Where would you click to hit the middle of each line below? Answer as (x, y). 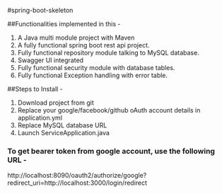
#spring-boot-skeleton (40, 10)
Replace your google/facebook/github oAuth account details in (109, 110)
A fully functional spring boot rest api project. (83, 45)
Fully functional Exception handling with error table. (93, 75)
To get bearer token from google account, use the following (111, 151)
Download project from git (55, 103)
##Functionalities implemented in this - (64, 24)
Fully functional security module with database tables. (96, 68)
